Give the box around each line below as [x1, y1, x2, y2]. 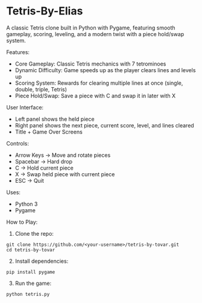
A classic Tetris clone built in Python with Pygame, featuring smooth [6, 24, 176, 31]
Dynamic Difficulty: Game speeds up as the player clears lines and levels [14, 66, 196, 73]
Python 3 [14, 200, 38, 207]
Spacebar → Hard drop [14, 158, 72, 165]
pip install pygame [6, 269, 55, 275]
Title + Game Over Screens [14, 128, 83, 135]
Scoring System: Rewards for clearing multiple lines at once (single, [14, 79, 183, 87]
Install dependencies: [14, 257, 69, 265]
